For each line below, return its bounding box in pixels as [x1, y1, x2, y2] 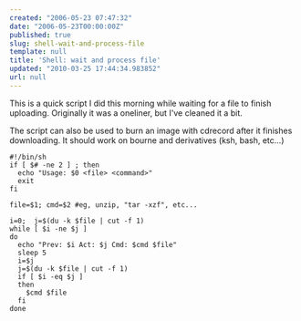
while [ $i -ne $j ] [9, 224, 88, 233]
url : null [9, 73, 47, 82]
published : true [9, 30, 71, 39]
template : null [9, 47, 67, 57]
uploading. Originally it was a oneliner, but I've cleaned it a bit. [9, 107, 244, 119]
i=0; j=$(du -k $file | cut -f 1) [9, 216, 145, 225]
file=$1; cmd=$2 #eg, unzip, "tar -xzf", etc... [9, 200, 198, 210]
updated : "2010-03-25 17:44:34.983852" [9, 65, 161, 74]
